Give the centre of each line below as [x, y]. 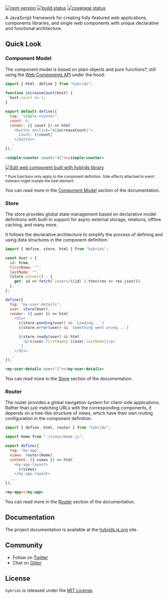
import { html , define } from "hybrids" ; [49, 84]
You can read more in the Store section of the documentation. [69, 379]
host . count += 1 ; [28, 98]
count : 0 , [20, 121]
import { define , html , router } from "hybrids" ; [58, 428]
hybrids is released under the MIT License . [49, 590]
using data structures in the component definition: [57, 240]
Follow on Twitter [30, 557]
